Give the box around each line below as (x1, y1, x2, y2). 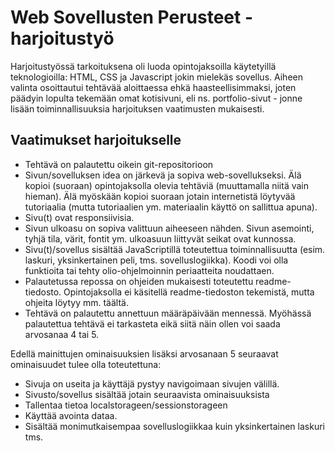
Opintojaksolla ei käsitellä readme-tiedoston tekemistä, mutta (63, 286, 315, 298)
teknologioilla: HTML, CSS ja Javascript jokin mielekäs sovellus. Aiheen (10, 71, 303, 83)
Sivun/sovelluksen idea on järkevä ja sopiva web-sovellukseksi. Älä (24, 169, 302, 181)
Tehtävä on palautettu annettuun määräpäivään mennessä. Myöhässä (24, 307, 312, 319)
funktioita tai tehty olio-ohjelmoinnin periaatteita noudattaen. (24, 264, 275, 276)
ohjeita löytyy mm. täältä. (24, 296, 129, 308)
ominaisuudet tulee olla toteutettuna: (10, 358, 162, 370)
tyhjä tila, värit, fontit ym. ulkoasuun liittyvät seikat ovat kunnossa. (24, 232, 297, 245)
